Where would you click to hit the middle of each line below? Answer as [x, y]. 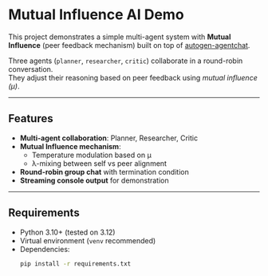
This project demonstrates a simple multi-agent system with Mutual [120, 37]
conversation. [31, 69]
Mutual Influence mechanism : [70, 146]
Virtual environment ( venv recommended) [88, 240]
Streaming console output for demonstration [94, 180]
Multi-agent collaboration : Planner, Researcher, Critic [108, 138]
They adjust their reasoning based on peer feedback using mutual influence [133, 77]
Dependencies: [45, 249]
